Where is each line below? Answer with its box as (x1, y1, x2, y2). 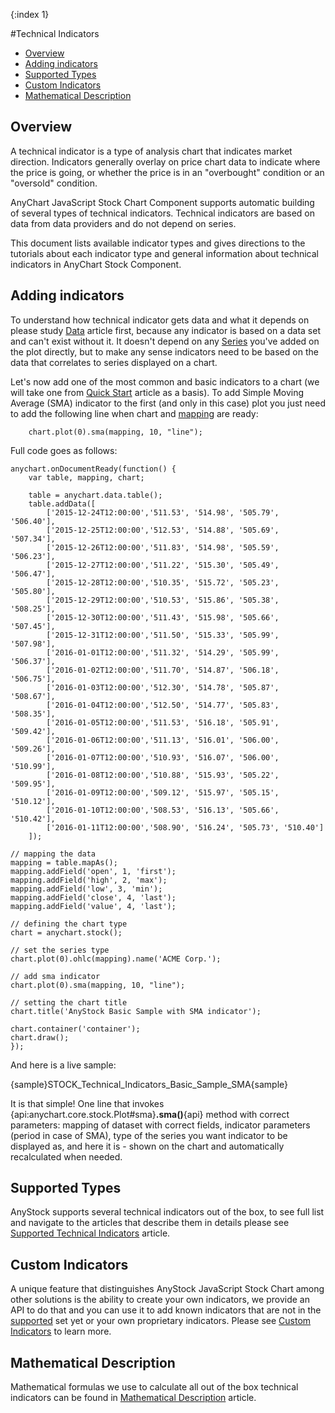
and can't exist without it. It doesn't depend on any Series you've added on (10, 335, 320, 347)
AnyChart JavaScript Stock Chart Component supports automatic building (10, 196, 315, 208)
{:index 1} (10, 9, 50, 20)
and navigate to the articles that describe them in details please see (10, 1217, 290, 1229)
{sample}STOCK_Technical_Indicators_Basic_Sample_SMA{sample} (10, 1078, 289, 1090)
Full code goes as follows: (10, 444, 118, 456)
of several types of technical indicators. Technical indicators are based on (10, 207, 315, 219)
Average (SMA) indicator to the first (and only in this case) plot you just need (10, 397, 326, 409)
